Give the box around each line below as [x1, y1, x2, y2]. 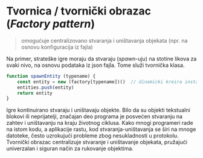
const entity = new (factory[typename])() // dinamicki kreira [17, 78, 182, 85]
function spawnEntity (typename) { [6, 73, 96, 79]
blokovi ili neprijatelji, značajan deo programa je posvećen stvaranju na [6, 113, 183, 120]
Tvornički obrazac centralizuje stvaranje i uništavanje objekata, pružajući [6, 139, 187, 146]
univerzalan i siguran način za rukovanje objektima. [6, 145, 134, 152]
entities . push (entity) [17, 84, 74, 90]
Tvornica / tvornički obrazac [6, 4, 151, 18]
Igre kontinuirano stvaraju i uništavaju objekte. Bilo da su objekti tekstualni [6, 107, 190, 114]
